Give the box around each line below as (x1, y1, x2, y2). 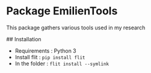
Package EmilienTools (6, 4, 118, 18)
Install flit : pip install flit (14, 53, 85, 60)
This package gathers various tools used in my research (6, 24, 146, 31)
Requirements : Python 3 (14, 47, 76, 54)
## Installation (6, 35, 42, 42)
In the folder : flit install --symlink (14, 60, 109, 67)
